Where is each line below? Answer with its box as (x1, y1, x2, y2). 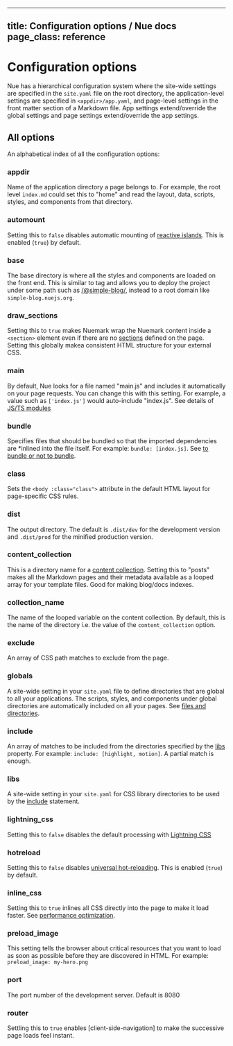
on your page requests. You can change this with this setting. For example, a (7, 389, 226, 397)
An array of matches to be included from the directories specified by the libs (7, 742, 225, 750)
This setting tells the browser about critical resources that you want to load (7, 944, 221, 952)
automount (7, 215, 45, 225)
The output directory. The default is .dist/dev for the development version (7, 525, 221, 533)
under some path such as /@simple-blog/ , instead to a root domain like (7, 286, 210, 295)
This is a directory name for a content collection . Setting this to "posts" (7, 565, 210, 574)
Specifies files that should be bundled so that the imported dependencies (7, 436, 217, 445)
